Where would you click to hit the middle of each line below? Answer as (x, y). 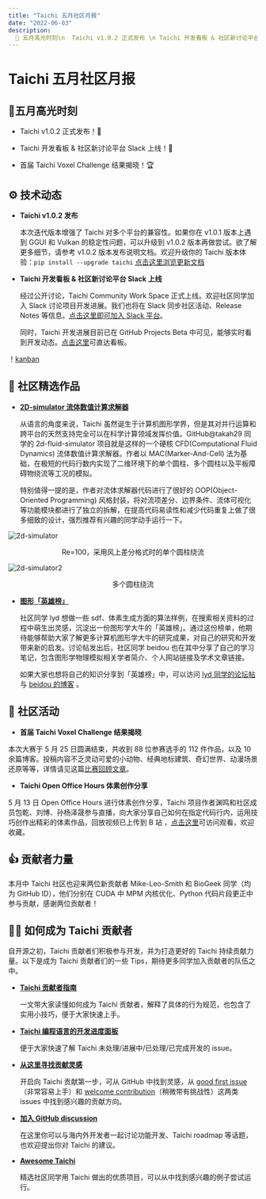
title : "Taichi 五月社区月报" (54, 15)
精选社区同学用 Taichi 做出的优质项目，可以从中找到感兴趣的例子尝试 (132, 1178)
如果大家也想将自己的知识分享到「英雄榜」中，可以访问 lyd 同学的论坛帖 (137, 674)
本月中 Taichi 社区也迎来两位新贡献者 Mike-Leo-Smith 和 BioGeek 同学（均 (130, 883)
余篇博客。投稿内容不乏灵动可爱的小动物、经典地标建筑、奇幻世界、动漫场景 (133, 759)
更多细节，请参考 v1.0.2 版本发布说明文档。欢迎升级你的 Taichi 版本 (129, 252)
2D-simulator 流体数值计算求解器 (74, 407)
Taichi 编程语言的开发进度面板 (69, 1031)
